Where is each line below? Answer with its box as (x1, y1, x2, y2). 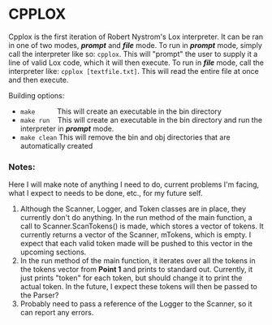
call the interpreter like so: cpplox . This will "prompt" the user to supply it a (8, 49, 258, 58)
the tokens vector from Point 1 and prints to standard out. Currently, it (19, 265, 253, 275)
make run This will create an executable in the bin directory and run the (19, 115, 262, 124)
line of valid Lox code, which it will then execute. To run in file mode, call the (8, 58, 264, 67)
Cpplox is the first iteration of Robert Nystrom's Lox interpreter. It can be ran (8, 32, 264, 41)
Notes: (8, 161, 36, 172)
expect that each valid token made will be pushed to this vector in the (19, 239, 253, 249)
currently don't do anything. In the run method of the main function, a (19, 213, 253, 223)
